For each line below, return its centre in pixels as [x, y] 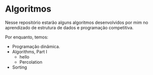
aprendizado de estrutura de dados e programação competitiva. [69, 27]
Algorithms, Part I [29, 52]
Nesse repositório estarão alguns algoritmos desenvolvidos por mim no [77, 22]
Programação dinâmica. [36, 46]
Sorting [19, 67]
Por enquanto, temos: [27, 37]
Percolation [31, 62]
